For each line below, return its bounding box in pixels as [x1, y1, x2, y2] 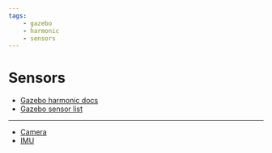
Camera [19, 127, 47, 137]
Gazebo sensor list [19, 104, 83, 114]
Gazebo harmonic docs [19, 96, 99, 105]
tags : [8, 11, 27, 20]
